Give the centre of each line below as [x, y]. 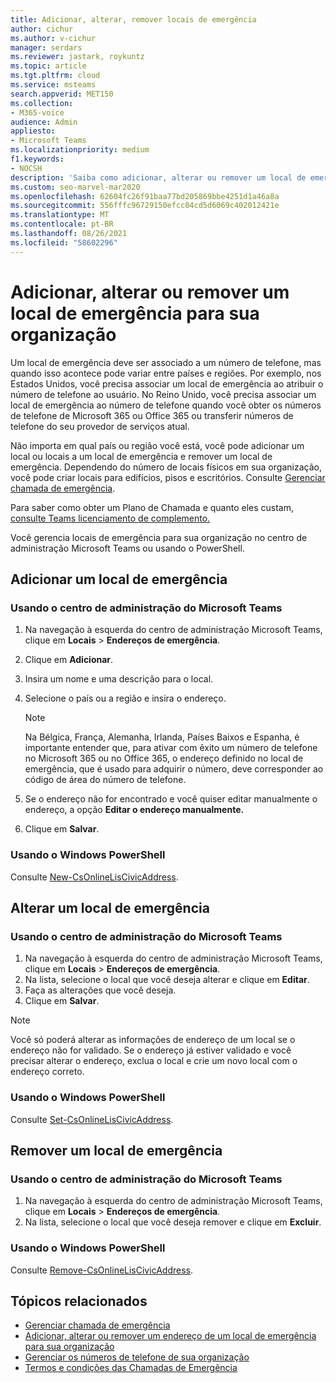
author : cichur [42, 29]
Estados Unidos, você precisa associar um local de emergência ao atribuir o [167, 383]
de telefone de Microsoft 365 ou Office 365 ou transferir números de [152, 415]
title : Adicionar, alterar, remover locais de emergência [133, 19]
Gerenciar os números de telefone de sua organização [137, 1357]
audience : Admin [44, 122]
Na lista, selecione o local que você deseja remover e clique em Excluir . [173, 1222]
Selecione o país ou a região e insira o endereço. [125, 698]
